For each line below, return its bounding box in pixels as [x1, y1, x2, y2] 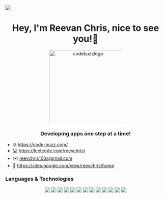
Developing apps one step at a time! [40, 130, 131, 137]
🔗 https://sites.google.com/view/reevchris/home [12, 163, 115, 169]
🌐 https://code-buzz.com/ [12, 142, 68, 148]
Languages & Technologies [5, 176, 74, 183]
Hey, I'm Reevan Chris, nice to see [12, 22, 159, 34]
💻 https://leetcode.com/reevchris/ [12, 148, 86, 154]
